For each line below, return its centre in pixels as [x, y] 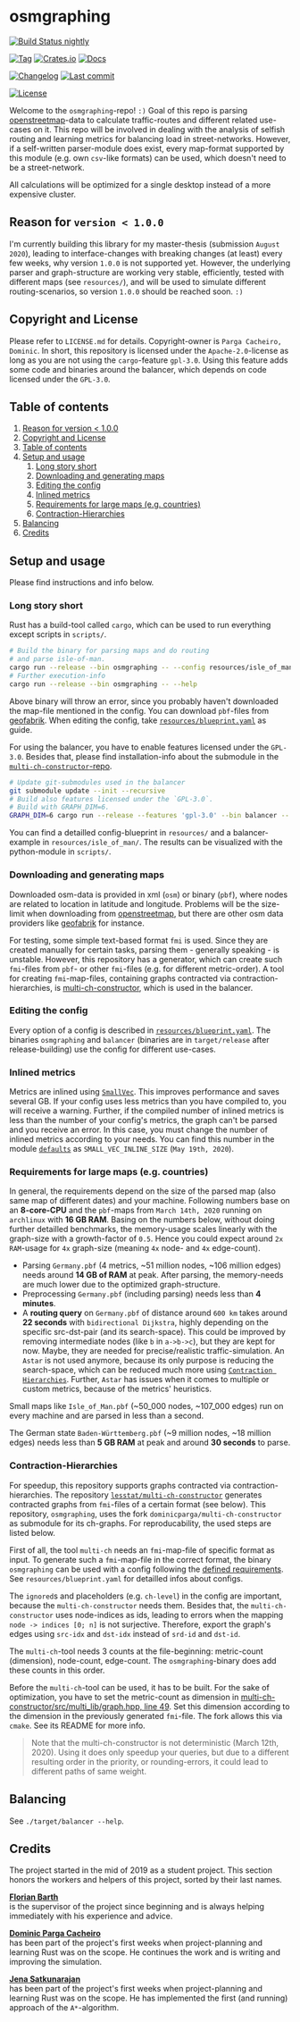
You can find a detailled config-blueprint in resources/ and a [120, 833]
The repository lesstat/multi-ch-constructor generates [158, 1495]
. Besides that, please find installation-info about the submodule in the [150, 756]
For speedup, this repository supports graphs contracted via [120, 1485]
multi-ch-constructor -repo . [61, 766]
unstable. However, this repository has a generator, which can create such [146, 959]
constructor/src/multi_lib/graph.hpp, [76, 1706]
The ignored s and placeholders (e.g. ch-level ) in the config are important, [146, 1596]
